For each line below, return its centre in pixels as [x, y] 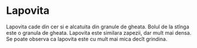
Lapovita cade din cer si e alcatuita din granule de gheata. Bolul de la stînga [98, 27]
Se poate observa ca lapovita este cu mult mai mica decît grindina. [87, 39]
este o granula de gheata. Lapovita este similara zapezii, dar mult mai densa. [99, 32]
